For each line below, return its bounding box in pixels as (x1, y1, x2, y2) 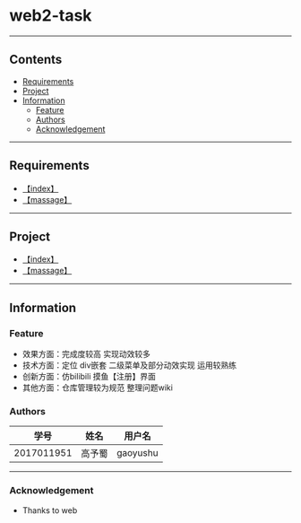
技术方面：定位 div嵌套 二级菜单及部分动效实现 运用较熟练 (21, 360, 237, 370)
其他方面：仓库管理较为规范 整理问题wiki (21, 382, 173, 393)
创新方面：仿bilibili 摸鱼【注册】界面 (21, 371, 157, 382)
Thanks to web (21, 504, 78, 516)
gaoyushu (116, 447, 159, 459)
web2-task (9, 5, 92, 26)
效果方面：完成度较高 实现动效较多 (21, 349, 150, 360)
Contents (9, 52, 63, 67)
